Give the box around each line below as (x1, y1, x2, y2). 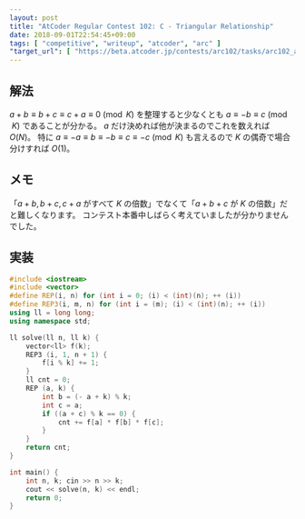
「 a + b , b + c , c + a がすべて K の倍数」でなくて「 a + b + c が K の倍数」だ (9, 197, 289, 209)
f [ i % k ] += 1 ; (42, 358, 100, 368)
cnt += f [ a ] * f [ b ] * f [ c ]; (57, 417, 165, 427)
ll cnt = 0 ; (25, 375, 71, 384)
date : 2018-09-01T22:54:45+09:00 (9, 30, 136, 39)
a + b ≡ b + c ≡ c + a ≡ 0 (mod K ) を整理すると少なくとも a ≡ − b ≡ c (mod (9, 108, 288, 119)
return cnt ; (25, 443, 71, 453)
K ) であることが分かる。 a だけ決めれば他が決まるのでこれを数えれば (11, 120, 271, 131)
